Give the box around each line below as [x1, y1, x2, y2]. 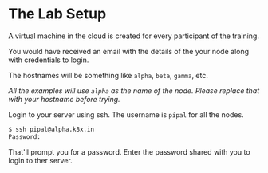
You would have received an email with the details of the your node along [8, 46, 250, 56]
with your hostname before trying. [8, 94, 121, 104]
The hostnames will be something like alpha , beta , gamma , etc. [8, 70, 209, 80]
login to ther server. [8, 155, 73, 165]
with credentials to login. [8, 55, 89, 65]
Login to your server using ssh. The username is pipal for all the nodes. [8, 109, 245, 120]
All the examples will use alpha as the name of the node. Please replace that [8, 85, 260, 96]
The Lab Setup [8, 5, 107, 23]
